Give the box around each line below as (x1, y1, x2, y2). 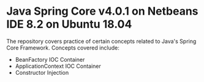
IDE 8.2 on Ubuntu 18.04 (6, 17, 132, 31)
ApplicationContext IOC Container (15, 62, 101, 70)
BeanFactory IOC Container (15, 56, 85, 63)
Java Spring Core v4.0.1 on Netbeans (6, 4, 198, 18)
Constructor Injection (15, 69, 69, 76)
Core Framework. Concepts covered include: (6, 44, 119, 51)
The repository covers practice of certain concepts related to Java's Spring (6, 37, 197, 45)
